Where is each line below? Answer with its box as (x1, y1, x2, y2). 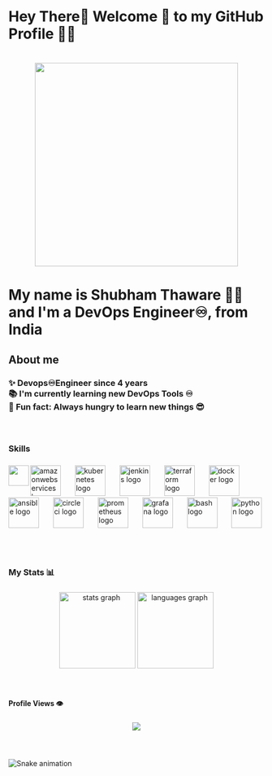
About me (8, 353, 59, 366)
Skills (8, 443, 31, 454)
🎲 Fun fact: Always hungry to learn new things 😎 (8, 401, 205, 412)
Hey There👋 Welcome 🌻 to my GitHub (8, 7, 264, 26)
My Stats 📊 (8, 567, 55, 578)
